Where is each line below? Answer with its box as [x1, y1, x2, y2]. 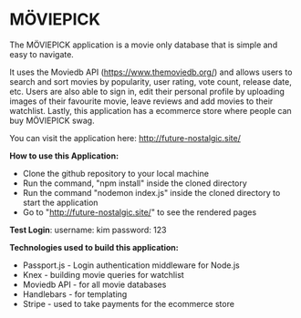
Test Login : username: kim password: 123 [9, 224, 167, 235]
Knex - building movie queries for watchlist [22, 269, 184, 280]
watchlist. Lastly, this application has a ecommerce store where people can [9, 105, 292, 116]
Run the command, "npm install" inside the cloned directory [22, 178, 248, 189]
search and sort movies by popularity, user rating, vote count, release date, [9, 76, 292, 87]
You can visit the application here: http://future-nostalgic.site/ [9, 132, 242, 143]
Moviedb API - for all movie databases [22, 279, 167, 290]
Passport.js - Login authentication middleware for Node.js [22, 260, 240, 271]
